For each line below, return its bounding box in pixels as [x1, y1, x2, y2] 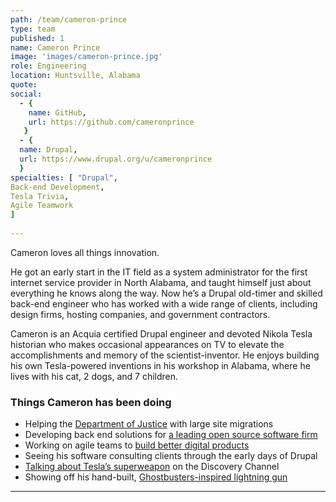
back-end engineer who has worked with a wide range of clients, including [10, 297, 318, 310]
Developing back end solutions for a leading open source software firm [24, 429, 318, 441]
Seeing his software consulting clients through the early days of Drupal [24, 450, 318, 462]
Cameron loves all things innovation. [10, 246, 160, 258]
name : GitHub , [28, 107, 87, 118]
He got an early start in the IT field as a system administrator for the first [10, 266, 308, 278]
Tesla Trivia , [10, 191, 70, 201]
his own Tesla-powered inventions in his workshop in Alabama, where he [10, 359, 311, 371]
